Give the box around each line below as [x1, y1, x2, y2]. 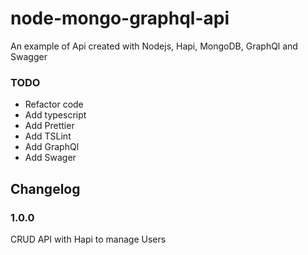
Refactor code [24, 98, 84, 111]
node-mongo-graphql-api [10, 7, 230, 30]
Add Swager [24, 152, 77, 164]
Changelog [10, 180, 81, 197]
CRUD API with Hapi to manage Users [10, 233, 167, 245]
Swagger [10, 50, 48, 62]
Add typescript [24, 109, 87, 121]
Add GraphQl [24, 141, 80, 153]
